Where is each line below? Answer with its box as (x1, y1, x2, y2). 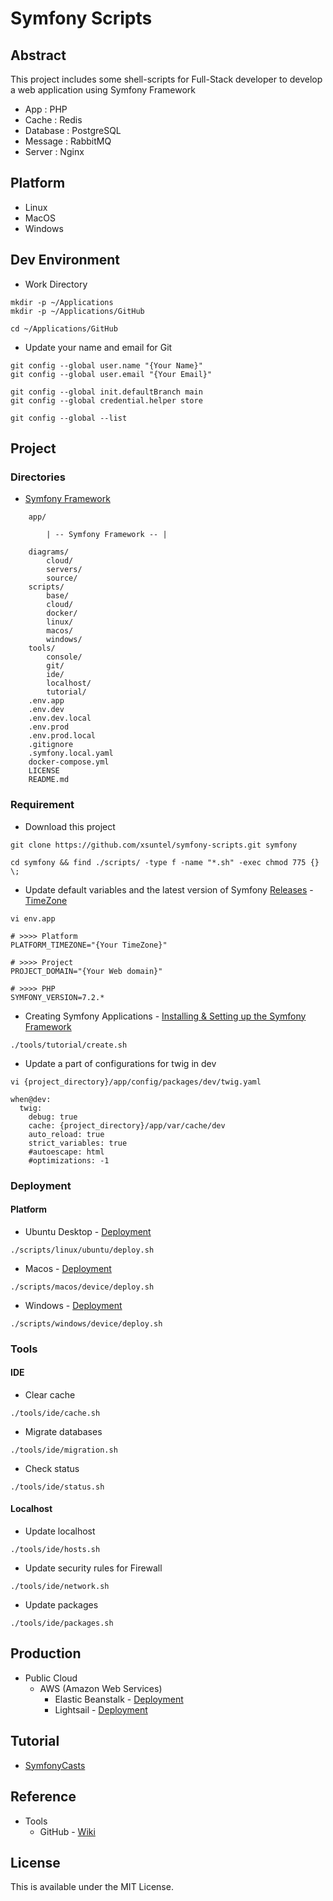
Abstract (10, 47, 67, 64)
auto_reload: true (28, 1129, 105, 1139)
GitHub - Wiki (39, 1825, 96, 1837)
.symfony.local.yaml (28, 748, 114, 759)
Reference (10, 1788, 77, 1806)
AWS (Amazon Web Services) (39, 1682, 163, 1694)
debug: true (28, 1112, 78, 1122)
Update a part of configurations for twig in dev (24, 1057, 217, 1069)
